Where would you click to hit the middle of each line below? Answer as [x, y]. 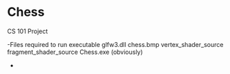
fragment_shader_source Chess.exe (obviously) [75, 52]
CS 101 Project [28, 31]
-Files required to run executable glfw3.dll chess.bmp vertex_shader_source [115, 44]
